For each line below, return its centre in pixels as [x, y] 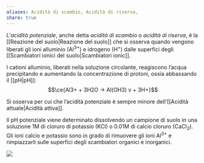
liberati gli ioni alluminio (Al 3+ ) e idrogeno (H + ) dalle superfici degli [90, 48]
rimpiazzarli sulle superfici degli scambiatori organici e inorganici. [89, 142]
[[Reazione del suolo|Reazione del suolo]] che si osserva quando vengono [100, 42]
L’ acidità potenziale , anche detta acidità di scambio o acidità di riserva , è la [102, 35]
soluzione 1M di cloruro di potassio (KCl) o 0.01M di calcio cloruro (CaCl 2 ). [100, 127]
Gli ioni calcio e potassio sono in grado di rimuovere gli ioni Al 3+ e [89, 135]
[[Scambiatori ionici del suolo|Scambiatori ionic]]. [69, 56]
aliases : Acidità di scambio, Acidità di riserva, [72, 12]
